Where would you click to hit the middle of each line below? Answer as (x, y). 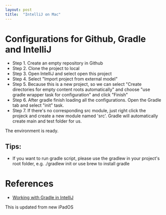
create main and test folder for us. (47, 121)
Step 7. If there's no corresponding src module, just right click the (79, 111)
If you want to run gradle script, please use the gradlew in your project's (86, 158)
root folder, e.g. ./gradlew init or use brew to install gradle (71, 164)
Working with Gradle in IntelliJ (43, 198)
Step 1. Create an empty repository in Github (57, 63)
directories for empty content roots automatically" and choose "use (81, 89)
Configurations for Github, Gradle (76, 39)
